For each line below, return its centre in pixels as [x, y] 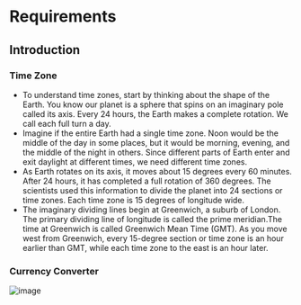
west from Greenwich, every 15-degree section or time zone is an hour [153, 238]
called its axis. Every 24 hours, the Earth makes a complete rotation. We [155, 113]
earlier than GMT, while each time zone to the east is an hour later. [145, 247]
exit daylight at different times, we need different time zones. [135, 161]
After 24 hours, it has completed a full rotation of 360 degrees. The [146, 181]
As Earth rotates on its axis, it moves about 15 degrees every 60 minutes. [157, 171]
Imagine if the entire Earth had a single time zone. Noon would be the [150, 133]
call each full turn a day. [66, 123]
